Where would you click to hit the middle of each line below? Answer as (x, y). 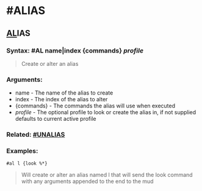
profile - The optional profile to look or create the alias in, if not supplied (106, 112)
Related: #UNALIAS (36, 135)
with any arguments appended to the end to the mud (87, 181)
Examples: (22, 151)
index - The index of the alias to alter (61, 99)
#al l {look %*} (27, 164)
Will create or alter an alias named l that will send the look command (107, 175)
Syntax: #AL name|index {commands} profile (75, 51)
